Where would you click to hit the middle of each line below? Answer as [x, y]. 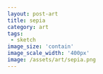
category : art [28, 27]
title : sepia [26, 20]
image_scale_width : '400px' [49, 54]
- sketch [23, 40]
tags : [15, 33]
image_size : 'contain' [41, 47]
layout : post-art [33, 14]
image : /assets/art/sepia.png [52, 60]
